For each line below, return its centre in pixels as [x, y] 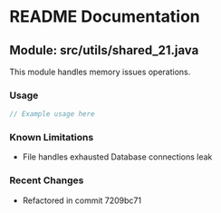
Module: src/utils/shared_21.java [104, 50]
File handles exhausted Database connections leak [117, 157]
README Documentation [105, 17]
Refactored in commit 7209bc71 [82, 200]
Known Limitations [52, 138]
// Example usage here [52, 114]
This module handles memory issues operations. [100, 72]
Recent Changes [47, 180]
